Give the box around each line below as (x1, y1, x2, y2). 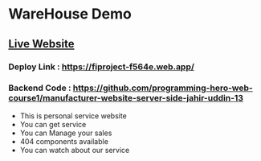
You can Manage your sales (19, 128, 112, 138)
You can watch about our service (19, 145, 130, 155)
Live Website (8, 37, 75, 51)
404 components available (19, 136, 108, 146)
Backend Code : (8, 82, 71, 93)
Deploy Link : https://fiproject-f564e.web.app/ (8, 61, 195, 72)
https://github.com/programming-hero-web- (72, 82, 253, 93)
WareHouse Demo (8, 5, 133, 23)
